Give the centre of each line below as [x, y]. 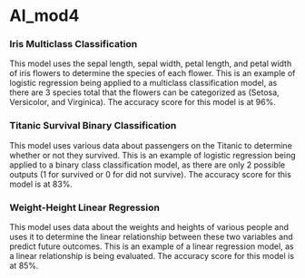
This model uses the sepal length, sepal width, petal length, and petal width [151, 63]
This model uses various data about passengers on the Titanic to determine [151, 145]
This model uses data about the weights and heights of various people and [149, 227]
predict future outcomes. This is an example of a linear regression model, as [152, 246]
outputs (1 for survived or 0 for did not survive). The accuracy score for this [151, 174]
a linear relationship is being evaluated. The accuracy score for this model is [152, 256]
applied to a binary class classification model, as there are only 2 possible [148, 165]
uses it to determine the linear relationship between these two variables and [151, 237]
